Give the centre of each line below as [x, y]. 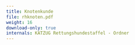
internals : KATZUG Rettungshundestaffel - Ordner [68, 33]
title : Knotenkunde [30, 11]
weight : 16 [19, 22]
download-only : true [31, 28]
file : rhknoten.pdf [30, 17]
